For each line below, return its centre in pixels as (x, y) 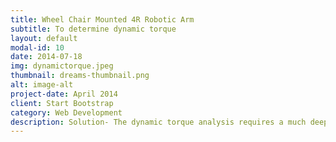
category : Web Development (66, 112)
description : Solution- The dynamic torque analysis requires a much (158, 122)
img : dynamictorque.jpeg (62, 66)
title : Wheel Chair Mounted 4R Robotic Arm (102, 19)
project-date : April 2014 (64, 94)
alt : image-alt (42, 85)
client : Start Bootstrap (62, 103)
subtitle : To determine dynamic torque (93, 29)
